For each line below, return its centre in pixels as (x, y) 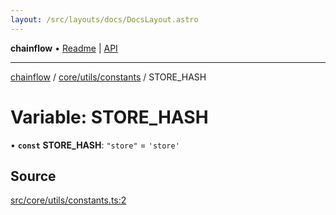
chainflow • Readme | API (64, 48)
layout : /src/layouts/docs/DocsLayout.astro (104, 19)
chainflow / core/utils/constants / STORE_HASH (108, 77)
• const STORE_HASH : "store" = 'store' (95, 145)
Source (33, 176)
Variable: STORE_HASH (109, 117)
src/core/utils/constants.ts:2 (68, 200)
